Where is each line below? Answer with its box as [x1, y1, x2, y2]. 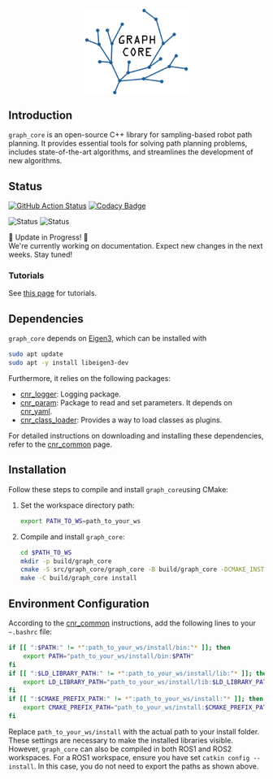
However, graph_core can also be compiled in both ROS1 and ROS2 [8, 744, 232, 754]
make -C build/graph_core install [19, 574, 137, 582]
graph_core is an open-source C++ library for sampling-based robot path [8, 130, 253, 140]
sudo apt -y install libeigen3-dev [8, 359, 129, 367]
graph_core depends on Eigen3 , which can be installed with [8, 334, 207, 344]
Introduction [8, 108, 73, 122]
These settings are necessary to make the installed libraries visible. [8, 735, 234, 745]
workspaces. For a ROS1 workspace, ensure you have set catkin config [8, 752, 250, 762]
